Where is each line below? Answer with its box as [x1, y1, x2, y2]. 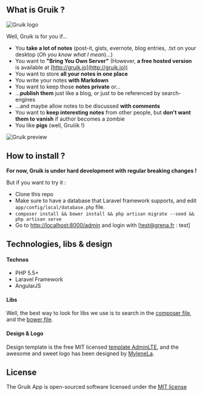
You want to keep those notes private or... [15, 83, 121, 90]
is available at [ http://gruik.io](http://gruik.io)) [15, 64, 128, 71]
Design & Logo [6, 330, 44, 337]
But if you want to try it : [6, 179, 67, 186]
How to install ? [6, 151, 65, 161]
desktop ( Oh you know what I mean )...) [15, 51, 113, 58]
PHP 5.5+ [15, 269, 39, 277]
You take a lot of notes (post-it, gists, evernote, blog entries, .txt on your [15, 44, 196, 51]
